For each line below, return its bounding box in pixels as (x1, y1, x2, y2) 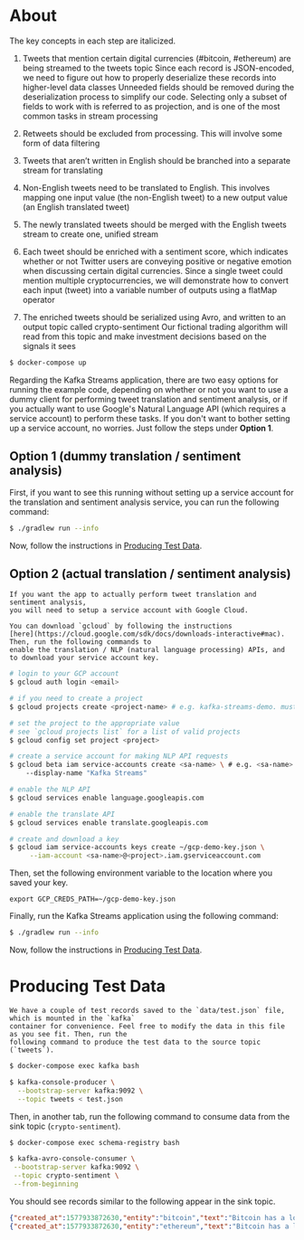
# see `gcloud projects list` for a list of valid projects (9, 727, 242, 736)
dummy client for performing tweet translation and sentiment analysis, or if (9, 393, 288, 404)
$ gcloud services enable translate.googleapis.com (9, 818, 208, 828)
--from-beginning (13, 1179, 79, 1188)
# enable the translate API (9, 809, 116, 819)
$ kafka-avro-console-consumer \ (9, 1154, 136, 1163)
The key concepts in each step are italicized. (9, 35, 176, 46)
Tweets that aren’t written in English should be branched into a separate (22, 155, 291, 166)
